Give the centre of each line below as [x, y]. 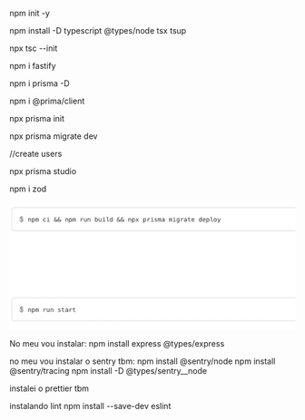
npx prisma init [37, 118]
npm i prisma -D [39, 83]
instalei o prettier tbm [49, 388]
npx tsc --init [34, 48]
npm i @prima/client [47, 101]
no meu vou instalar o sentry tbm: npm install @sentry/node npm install [143, 361]
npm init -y [30, 13]
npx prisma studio [43, 171]
